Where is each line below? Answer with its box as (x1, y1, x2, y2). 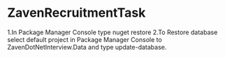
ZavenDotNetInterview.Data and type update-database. (7, 43, 167, 51)
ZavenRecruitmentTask (7, 5, 146, 21)
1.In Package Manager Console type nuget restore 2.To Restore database (7, 28, 218, 36)
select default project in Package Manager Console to (7, 35, 162, 43)
